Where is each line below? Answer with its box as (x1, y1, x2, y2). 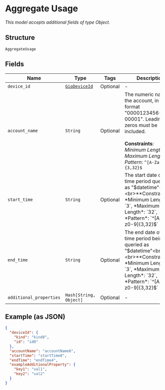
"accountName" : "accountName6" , (9, 348, 76, 354)
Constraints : (124, 140, 154, 147)
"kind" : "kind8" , (14, 335, 50, 340)
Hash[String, (65, 292, 96, 298)
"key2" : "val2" (14, 371, 45, 377)
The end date (124, 228, 156, 235)
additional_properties (7, 294, 60, 300)
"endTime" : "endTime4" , (9, 357, 58, 362)
